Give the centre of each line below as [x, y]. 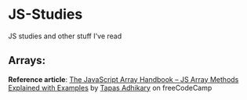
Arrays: [27, 61]
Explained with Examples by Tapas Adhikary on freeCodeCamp [110, 87]
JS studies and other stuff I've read [65, 36]
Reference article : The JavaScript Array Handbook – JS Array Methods [123, 79]
